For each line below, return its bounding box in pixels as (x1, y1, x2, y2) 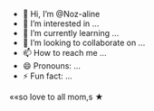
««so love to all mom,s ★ (9, 91, 104, 102)
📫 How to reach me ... (22, 48, 107, 58)
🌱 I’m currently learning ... (22, 28, 120, 38)
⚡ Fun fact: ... (22, 70, 72, 81)
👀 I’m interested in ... (22, 18, 100, 29)
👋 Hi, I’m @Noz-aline (22, 9, 101, 19)
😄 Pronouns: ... (22, 60, 82, 71)
